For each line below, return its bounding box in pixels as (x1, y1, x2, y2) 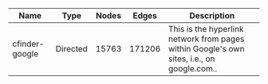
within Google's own (168, 44, 245, 54)
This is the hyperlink (168, 24, 244, 34)
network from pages (168, 33, 245, 44)
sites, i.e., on (168, 53, 215, 64)
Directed (55, 44, 88, 54)
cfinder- (12, 39, 45, 49)
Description (189, 10, 235, 21)
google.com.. (168, 63, 218, 74)
